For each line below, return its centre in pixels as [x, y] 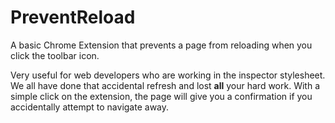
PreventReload [73, 17]
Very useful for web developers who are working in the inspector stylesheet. [168, 75]
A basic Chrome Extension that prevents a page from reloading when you [161, 45]
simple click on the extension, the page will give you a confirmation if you [161, 96]
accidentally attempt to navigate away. [90, 107]
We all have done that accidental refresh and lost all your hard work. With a [165, 85]
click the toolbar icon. [55, 55]
